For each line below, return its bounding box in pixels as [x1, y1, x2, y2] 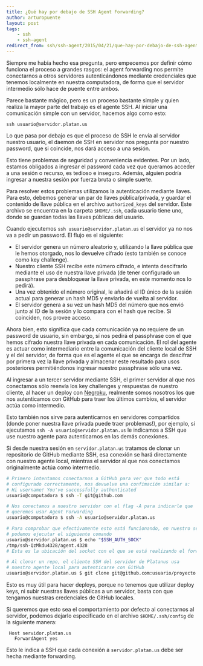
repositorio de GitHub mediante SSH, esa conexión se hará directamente [6, 450, 187, 458]
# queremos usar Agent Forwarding [6, 509, 94, 515]
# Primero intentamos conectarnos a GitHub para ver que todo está [6, 475, 180, 481]
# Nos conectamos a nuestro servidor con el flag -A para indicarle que [6, 503, 193, 509]
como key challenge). [14, 256, 69, 263]
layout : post [6, 20, 39, 26]
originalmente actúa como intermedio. [6, 464, 101, 471]
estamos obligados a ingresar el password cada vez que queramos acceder [6, 163, 195, 170]
